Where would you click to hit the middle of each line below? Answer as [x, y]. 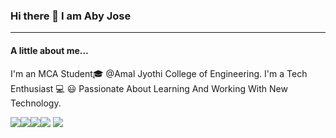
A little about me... [49, 50]
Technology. [36, 103]
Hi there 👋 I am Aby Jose [71, 16]
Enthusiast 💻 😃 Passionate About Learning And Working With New [149, 88]
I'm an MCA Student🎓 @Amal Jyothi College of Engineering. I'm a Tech [159, 73]
